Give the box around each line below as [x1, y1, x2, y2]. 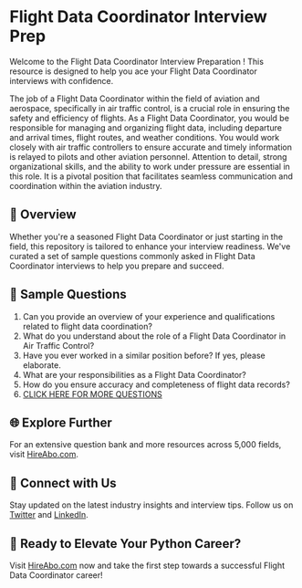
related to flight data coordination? [22, 320, 153, 331]
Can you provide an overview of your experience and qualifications [22, 310, 276, 321]
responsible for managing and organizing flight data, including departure [9, 121, 283, 133]
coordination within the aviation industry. [9, 180, 162, 191]
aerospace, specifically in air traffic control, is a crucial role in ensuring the [9, 102, 290, 113]
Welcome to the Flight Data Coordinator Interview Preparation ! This [9, 56, 265, 67]
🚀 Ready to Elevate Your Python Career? [9, 536, 242, 551]
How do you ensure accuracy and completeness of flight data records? [22, 379, 290, 390]
